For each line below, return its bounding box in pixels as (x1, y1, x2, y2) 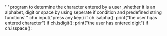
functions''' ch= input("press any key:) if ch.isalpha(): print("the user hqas (5, 15, 157, 20)
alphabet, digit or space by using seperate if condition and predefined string (5, 9, 162, 15)
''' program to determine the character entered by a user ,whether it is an (5, 4, 156, 10)
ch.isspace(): (5, 25, 32, 31)
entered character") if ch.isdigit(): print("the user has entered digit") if (5, 20, 149, 26)
